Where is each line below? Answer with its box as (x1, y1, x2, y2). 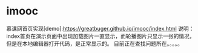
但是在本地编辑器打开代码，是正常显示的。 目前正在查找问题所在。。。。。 (6, 40, 183, 47)
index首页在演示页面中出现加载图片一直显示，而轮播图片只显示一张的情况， (6, 32, 195, 40)
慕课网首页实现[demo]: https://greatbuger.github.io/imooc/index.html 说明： (6, 25, 194, 32)
